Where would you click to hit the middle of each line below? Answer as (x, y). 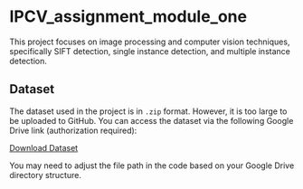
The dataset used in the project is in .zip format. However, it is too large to (148, 111)
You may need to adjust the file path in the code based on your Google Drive (152, 165)
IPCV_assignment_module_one (128, 17)
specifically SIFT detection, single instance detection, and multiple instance (150, 51)
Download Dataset (44, 147)
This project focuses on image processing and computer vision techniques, (150, 42)
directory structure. (45, 175)
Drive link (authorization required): (73, 130)
